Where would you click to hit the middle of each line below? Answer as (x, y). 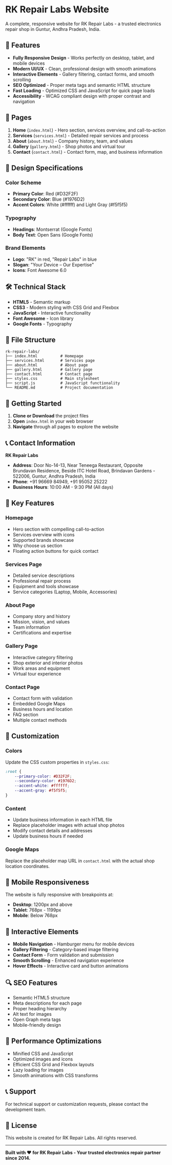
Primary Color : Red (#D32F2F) (45, 194)
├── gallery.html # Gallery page (49, 370)
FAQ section (25, 714)
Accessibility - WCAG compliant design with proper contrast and (82, 96)
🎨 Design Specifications (44, 168)
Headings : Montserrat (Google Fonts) (52, 229)
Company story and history (41, 616)
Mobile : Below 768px (35, 916)
